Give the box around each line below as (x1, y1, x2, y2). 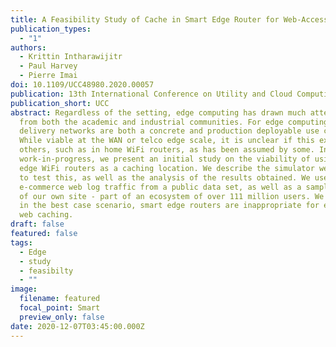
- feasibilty (19, 266, 74, 276)
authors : (10, 42, 47, 53)
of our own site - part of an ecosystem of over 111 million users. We (19, 191, 325, 201)
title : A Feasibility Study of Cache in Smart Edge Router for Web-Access (10, 14, 329, 25)
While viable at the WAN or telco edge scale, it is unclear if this (19, 136, 315, 146)
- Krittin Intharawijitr (19, 52, 123, 62)
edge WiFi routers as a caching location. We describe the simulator (19, 163, 315, 173)
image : (10, 284, 38, 295)
